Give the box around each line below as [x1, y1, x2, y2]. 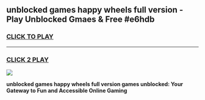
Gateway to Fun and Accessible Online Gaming [6, 87, 128, 94]
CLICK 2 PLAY [6, 55, 49, 64]
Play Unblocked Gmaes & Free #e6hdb [6, 15, 155, 25]
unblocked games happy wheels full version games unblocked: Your [6, 80, 184, 87]
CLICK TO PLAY [6, 33, 54, 41]
